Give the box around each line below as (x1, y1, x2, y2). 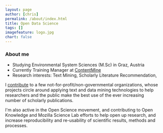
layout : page (5, 7, 32, 12)
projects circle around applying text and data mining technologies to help (5, 87, 154, 93)
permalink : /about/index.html (5, 16, 68, 21)
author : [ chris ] (5, 12, 39, 17)
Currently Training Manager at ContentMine (12, 67, 101, 73)
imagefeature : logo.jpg (5, 30, 54, 35)
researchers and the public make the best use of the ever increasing (5, 92, 144, 98)
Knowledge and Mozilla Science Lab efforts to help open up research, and (5, 112, 156, 118)
